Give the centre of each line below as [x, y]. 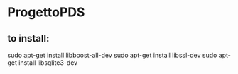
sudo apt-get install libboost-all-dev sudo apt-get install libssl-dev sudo [112, 55]
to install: [28, 38]
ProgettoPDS [46, 12]
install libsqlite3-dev [48, 63]
